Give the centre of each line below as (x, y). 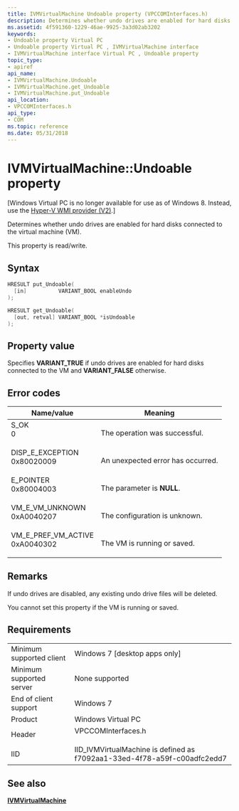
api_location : (28, 100)
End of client (32, 699)
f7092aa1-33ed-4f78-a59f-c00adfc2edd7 (151, 758)
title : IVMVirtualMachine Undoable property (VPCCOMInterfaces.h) (108, 14)
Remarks (28, 577)
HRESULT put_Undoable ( (41, 285)
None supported (102, 678)
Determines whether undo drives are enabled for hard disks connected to (115, 224)
